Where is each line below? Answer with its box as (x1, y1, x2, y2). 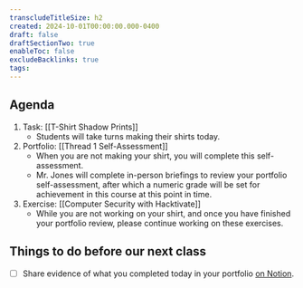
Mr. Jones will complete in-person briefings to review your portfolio (35, 169, 288, 180)
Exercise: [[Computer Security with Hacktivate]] (22, 198, 202, 209)
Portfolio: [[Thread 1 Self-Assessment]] (22, 140, 169, 151)
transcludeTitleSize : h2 (9, 13, 103, 23)
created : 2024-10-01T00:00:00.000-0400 (9, 22, 160, 31)
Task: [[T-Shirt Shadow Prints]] (22, 121, 138, 132)
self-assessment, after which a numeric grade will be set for (35, 178, 260, 190)
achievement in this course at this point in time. (35, 188, 213, 199)
